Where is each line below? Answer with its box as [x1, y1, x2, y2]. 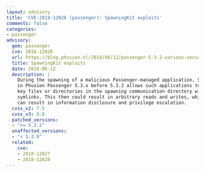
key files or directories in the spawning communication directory [17, 88, 192, 95]
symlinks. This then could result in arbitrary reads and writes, [17, 94, 190, 100]
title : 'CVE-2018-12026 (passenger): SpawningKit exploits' [6, 15, 163, 21]
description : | [12, 71, 51, 77]
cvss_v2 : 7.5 [12, 105, 45, 112]
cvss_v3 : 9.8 [12, 111, 45, 117]
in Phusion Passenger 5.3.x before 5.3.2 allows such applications [17, 83, 192, 89]
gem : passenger [12, 43, 51, 49]
